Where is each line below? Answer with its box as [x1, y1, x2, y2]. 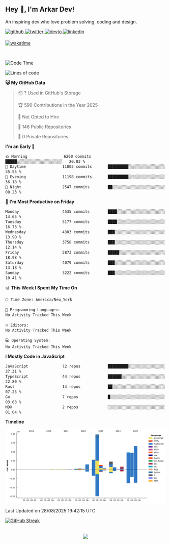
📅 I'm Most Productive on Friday [5, 199, 75, 205]
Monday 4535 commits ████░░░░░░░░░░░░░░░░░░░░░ [5, 209, 165, 214]
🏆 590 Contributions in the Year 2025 [17, 102, 98, 108]
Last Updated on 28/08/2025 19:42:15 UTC [5, 508, 96, 514]
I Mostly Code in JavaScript [5, 353, 65, 359]
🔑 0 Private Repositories [17, 133, 69, 139]
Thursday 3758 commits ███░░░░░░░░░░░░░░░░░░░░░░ [5, 239, 165, 245]
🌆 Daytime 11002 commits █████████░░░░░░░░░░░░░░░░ [5, 164, 165, 169]
